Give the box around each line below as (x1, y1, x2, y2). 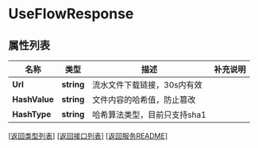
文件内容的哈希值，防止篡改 (92, 95, 196, 105)
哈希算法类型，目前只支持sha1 (92, 109, 206, 120)
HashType (12, 109, 52, 119)
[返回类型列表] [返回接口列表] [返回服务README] (8, 131, 168, 140)
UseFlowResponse (8, 5, 134, 23)
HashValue (12, 94, 54, 104)
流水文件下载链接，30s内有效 (92, 80, 202, 90)
